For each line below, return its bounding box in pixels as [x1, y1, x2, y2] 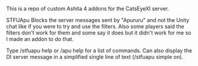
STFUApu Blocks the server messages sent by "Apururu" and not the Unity [6, 17, 190, 23]
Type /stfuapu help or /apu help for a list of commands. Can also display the [6, 47, 192, 54]
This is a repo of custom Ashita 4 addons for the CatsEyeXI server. [6, 5, 169, 12]
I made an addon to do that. [6, 36, 74, 42]
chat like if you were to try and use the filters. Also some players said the [6, 23, 184, 30]
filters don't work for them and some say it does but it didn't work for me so [6, 29, 191, 36]
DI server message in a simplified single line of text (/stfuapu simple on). [6, 54, 183, 60]
